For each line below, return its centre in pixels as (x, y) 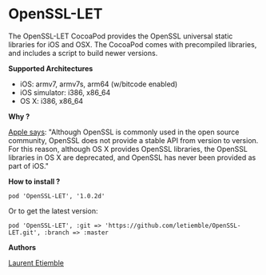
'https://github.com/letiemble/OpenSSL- (173, 225)
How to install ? (34, 181)
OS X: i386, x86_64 (52, 101)
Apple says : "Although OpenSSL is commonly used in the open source (124, 132)
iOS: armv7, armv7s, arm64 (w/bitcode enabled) (99, 84)
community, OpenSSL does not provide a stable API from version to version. (133, 140)
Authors (22, 247)
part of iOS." (29, 165)
